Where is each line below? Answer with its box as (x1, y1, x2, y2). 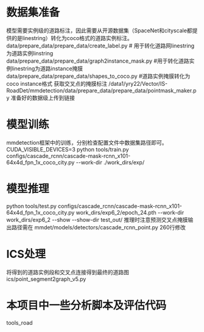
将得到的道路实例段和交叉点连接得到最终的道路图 (6, 268, 129, 275)
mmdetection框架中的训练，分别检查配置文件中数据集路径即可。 (6, 139, 167, 146)
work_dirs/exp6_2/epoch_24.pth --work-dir (76, 209, 185, 216)
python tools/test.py (6, 202, 57, 210)
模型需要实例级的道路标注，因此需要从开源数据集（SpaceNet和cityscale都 (6, 27, 193, 34)
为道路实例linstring (6, 49, 54, 57)
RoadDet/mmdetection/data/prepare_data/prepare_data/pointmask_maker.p (6, 86, 197, 94)
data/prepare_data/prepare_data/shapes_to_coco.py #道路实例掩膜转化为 (6, 72, 191, 80)
